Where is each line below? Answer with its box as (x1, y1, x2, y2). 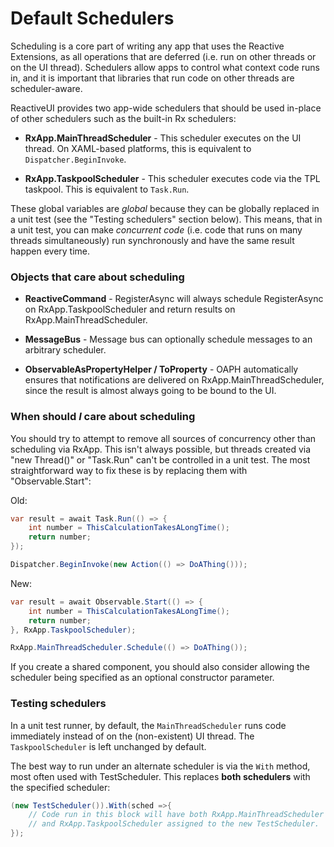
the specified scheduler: (10, 781, 111, 793)
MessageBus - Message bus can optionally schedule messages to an (24, 333, 313, 346)
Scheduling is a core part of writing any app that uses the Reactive (10, 40, 285, 52)
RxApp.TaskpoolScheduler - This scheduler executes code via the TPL (24, 172, 321, 184)
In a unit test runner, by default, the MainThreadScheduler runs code (10, 719, 287, 731)
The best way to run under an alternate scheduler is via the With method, (10, 760, 311, 772)
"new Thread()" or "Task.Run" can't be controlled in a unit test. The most (10, 453, 311, 466)
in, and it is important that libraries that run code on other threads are (10, 72, 295, 84)
